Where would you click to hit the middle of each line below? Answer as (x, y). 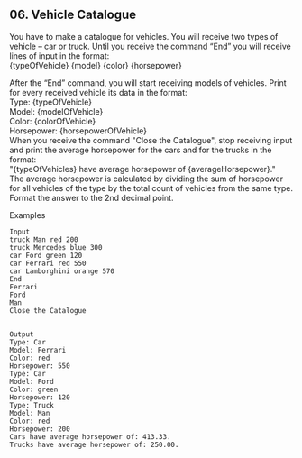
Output (22, 334)
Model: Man (30, 413)
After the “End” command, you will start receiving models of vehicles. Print (148, 82)
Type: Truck (32, 405)
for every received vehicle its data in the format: (98, 92)
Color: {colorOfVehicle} (53, 121)
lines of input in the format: (59, 55)
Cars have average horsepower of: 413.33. (90, 436)
